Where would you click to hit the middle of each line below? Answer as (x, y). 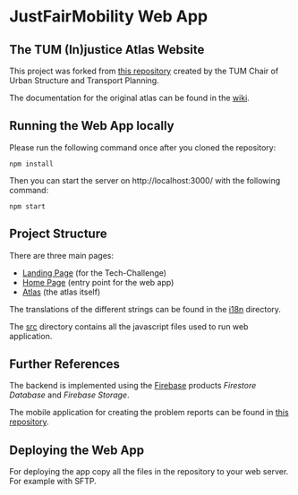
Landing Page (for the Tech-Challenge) (94, 273)
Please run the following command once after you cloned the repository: (143, 147)
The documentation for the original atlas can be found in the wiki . (130, 98)
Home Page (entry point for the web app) (98, 282)
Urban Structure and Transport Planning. (84, 81)
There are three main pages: (62, 255)
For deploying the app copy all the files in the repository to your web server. (149, 472)
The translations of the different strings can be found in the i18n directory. (145, 309)
